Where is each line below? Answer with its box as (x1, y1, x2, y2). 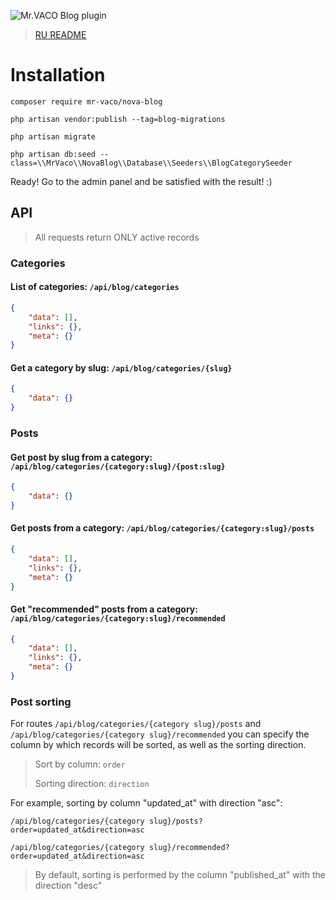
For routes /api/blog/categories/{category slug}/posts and (10, 718, 262, 730)
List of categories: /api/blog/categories (10, 281, 180, 293)
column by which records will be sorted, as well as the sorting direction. (10, 739, 307, 751)
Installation (10, 64, 106, 87)
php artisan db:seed (10, 149, 97, 159)
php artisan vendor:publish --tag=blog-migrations (10, 114, 226, 124)
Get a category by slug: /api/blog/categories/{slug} (10, 361, 233, 374)
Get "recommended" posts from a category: (10, 603, 198, 615)
